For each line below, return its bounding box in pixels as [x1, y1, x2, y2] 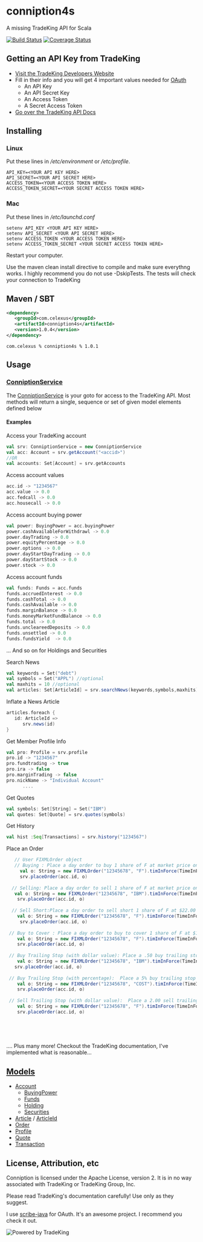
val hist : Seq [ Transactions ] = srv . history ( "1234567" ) [6, 834, 147, 840]
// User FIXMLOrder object [14, 856, 83, 863]
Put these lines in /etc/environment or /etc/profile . [6, 158, 130, 165]
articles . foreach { [6, 710, 56, 716]
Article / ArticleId [14, 1115, 57, 1122]
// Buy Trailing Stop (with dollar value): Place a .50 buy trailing [8, 953, 188, 959]
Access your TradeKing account [6, 432, 86, 439]
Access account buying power [6, 511, 83, 518]
